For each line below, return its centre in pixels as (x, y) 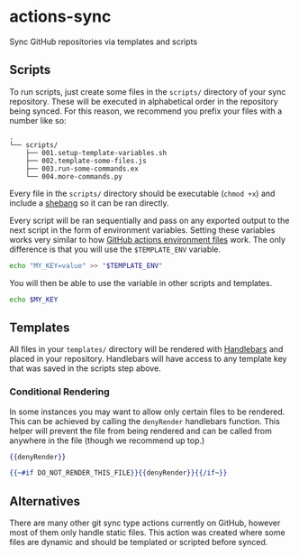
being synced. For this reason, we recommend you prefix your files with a (146, 111)
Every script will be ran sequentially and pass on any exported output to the (149, 220)
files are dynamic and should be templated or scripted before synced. (139, 542)
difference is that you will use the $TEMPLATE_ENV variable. (115, 249)
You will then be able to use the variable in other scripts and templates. (141, 283)
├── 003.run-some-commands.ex (82, 169)
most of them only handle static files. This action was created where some (147, 533)
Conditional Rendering (59, 392)
